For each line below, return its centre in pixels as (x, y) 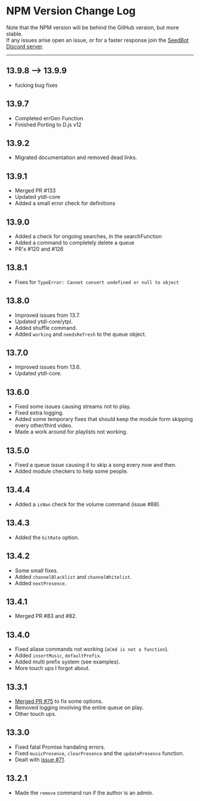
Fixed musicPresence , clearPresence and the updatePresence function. (99, 753)
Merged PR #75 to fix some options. (59, 701)
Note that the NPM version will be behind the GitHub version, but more (93, 27)
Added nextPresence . (40, 583)
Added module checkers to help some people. (71, 471)
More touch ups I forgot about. (52, 668)
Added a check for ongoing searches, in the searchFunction (88, 236)
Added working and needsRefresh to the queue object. (81, 334)
